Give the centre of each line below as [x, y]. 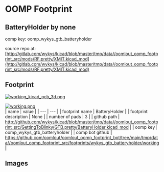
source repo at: [20, 48]
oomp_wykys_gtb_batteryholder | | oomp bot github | [59, 132]
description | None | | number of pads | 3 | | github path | [62, 116]
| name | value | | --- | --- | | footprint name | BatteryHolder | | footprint [76, 111]
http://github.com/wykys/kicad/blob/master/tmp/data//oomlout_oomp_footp [82, 122]
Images [17, 163]
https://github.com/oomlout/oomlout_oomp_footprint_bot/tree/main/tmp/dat [82, 137]
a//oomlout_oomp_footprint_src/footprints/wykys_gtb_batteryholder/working [82, 143]
